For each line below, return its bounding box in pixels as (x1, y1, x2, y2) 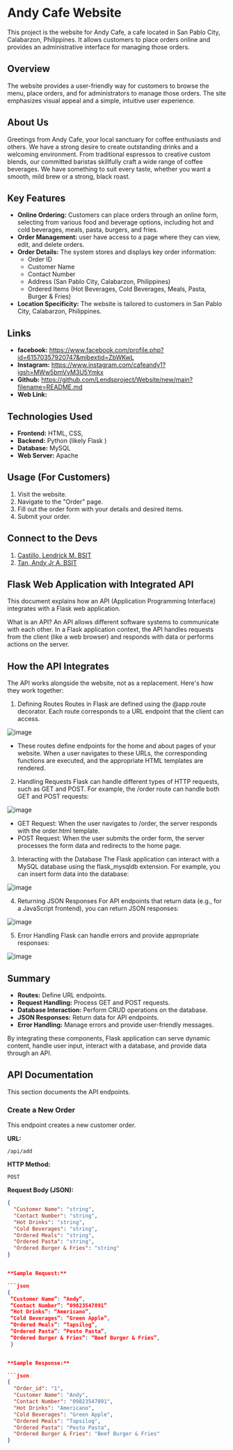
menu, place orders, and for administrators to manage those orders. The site (7, 89, 227, 97)
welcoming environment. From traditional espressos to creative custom (7, 150, 211, 158)
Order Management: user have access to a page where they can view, (17, 233, 220, 241)
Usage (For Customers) (7, 471, 111, 483)
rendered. (17, 764, 46, 772)
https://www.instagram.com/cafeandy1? (51, 361, 166, 369)
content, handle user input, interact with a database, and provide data (7, 1041, 207, 1050)
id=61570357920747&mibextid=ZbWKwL (17, 354, 134, 362)
